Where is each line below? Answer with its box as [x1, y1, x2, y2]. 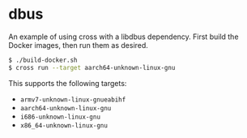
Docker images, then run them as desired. [8, 40, 148, 50]
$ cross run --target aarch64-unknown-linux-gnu [8, 63, 176, 71]
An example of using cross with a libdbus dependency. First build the [8, 32, 239, 41]
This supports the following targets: [8, 78, 127, 88]
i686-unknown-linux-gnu [19, 113, 101, 121]
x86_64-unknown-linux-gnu [19, 121, 108, 130]
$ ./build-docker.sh [8, 56, 79, 64]
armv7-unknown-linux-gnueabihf [19, 95, 126, 104]
